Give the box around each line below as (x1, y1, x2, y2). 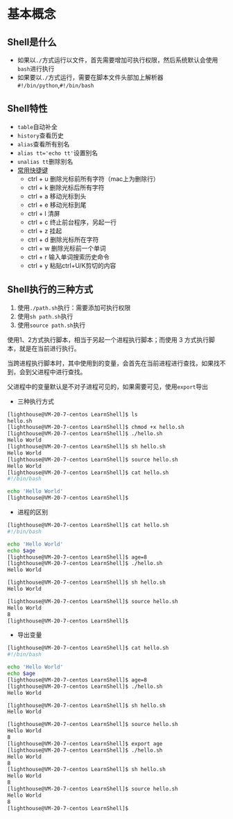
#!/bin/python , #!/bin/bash (17, 81, 94, 89)
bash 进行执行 (17, 65, 55, 73)
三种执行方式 (17, 397, 54, 405)
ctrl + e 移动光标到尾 (27, 201, 87, 209)
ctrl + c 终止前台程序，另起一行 (27, 218, 117, 226)
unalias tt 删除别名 (17, 157, 74, 165)
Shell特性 (7, 103, 48, 115)
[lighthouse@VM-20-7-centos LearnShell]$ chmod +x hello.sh (7, 424, 185, 431)
